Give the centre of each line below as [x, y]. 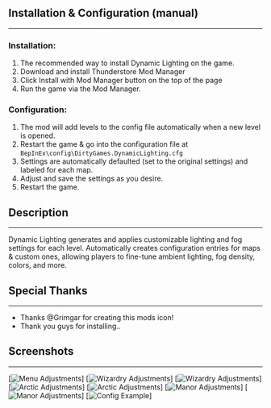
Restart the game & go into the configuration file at [104, 144]
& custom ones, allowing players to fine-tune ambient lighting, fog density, [132, 256]
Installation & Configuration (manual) [104, 13]
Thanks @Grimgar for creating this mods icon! [97, 318]
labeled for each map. [56, 170]
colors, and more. [38, 265]
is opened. [38, 135]
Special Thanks [48, 291]
